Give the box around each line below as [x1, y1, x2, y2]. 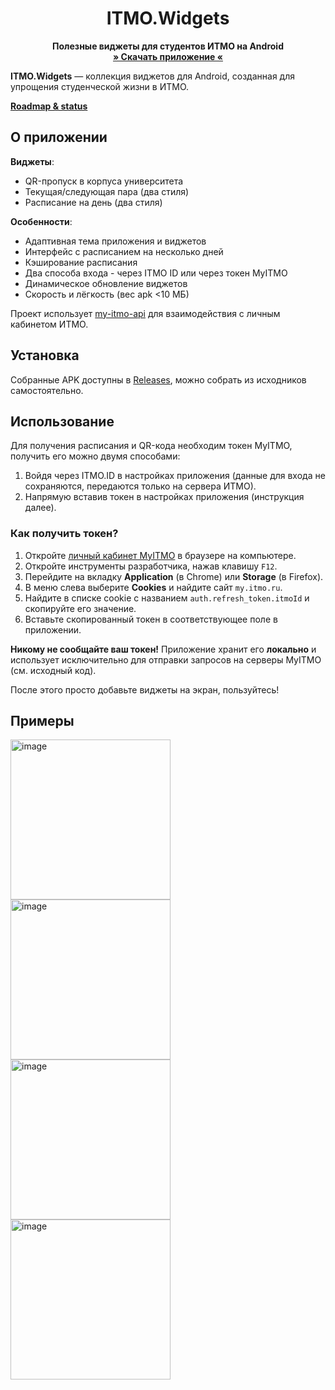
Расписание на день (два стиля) [24, 196, 163, 208]
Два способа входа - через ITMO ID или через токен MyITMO [24, 267, 288, 279]
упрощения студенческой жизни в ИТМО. [10, 80, 190, 92]
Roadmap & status [10, 100, 88, 112]
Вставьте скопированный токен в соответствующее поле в [24, 613, 278, 625]
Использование [10, 413, 115, 430]
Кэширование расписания [24, 256, 138, 268]
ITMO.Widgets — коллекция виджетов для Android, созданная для [10, 70, 295, 82]
